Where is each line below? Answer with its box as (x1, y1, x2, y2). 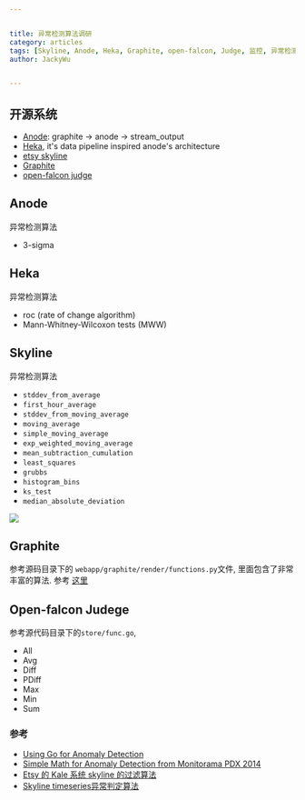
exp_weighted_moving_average (22, 438, 133, 448)
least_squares (22, 458, 76, 467)
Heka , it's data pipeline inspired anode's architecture (22, 141, 221, 152)
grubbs (22, 467, 48, 477)
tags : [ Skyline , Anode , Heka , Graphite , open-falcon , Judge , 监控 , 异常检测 (9, 46, 299, 55)
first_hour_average (22, 400, 97, 409)
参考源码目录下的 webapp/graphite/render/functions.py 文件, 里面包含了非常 (9, 564, 294, 575)
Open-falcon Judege (9, 602, 130, 617)
